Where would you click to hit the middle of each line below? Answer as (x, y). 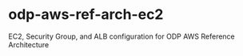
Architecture (29, 44)
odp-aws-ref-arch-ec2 (86, 15)
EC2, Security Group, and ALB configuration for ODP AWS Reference (122, 36)
